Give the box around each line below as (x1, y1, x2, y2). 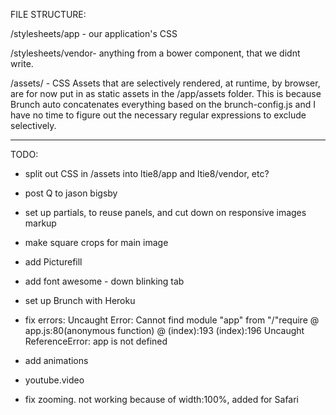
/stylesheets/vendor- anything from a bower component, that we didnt (10, 47, 301, 59)
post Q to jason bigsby (24, 187, 118, 199)
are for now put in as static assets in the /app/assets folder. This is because (10, 88, 322, 99)
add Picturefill (24, 256, 83, 268)
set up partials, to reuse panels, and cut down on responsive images (24, 207, 307, 218)
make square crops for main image (24, 237, 169, 248)
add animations (24, 355, 89, 366)
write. (10, 58, 34, 69)
